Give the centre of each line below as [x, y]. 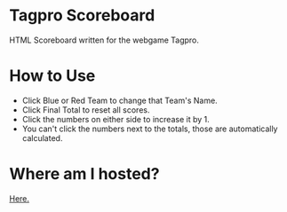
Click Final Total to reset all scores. [86, 110]
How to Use [52, 76]
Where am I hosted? [84, 174]
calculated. [42, 137]
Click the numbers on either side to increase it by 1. [116, 119]
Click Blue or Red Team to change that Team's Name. [120, 100]
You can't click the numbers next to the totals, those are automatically [150, 129]
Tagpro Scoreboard [82, 16]
